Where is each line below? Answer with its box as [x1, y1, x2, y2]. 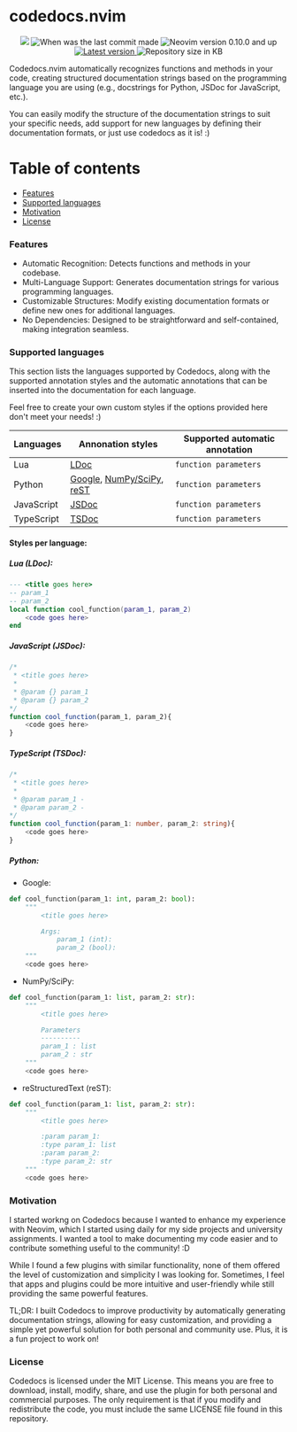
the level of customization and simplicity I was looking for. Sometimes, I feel [9, 1269, 285, 1280]
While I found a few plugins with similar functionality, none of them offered [9, 1259, 280, 1270]
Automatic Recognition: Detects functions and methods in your [21, 259, 251, 269]
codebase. [21, 267, 62, 278]
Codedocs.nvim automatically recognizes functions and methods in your [9, 63, 273, 74]
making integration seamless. [21, 324, 130, 335]
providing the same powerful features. [9, 1288, 148, 1298]
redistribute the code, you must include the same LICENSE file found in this [9, 1404, 283, 1414]
